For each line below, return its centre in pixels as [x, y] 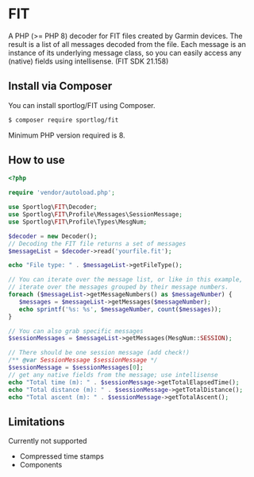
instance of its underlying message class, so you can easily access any [125, 52]
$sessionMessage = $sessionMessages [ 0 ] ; [76, 368]
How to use [37, 160]
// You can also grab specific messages [76, 331]
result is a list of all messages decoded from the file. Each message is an [127, 44]
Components [41, 465]
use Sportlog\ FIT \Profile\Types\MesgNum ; [78, 222]
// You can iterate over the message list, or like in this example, [126, 280]
